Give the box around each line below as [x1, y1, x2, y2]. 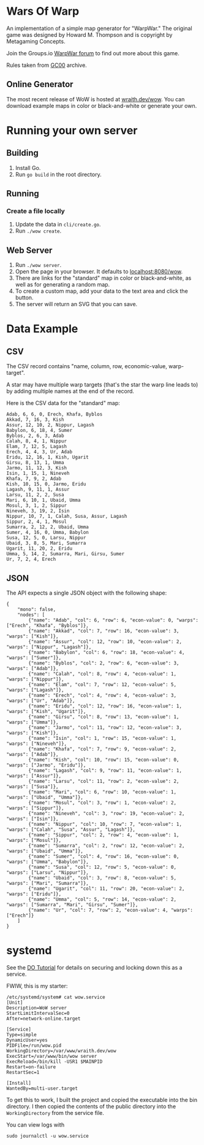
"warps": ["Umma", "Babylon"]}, [6, 859, 89, 865]
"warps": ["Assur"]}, [6, 773, 62, 779]
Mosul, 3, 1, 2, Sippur [6, 503, 67, 509]
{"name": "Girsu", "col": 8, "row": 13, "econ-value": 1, [28, 714, 179, 720]
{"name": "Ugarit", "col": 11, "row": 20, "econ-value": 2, [28, 885, 185, 892]
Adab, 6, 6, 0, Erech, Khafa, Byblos [6, 411, 103, 418]
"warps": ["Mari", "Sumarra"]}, [6, 881, 89, 887]
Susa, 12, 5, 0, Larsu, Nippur [6, 535, 86, 541]
